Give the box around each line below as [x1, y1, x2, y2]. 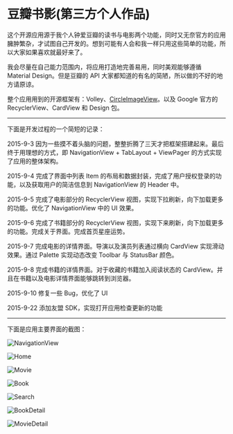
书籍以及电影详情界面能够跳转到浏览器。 [19, 274, 135, 282]
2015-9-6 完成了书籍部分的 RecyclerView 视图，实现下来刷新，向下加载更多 [7, 218, 224, 226]
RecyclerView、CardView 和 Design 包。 [7, 103, 123, 112]
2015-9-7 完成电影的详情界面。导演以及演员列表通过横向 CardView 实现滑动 [7, 242, 225, 250]
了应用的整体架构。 [7, 157, 62, 165]
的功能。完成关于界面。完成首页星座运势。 [7, 227, 129, 235]
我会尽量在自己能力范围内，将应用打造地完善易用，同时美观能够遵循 [7, 62, 202, 71]
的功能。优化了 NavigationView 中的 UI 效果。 [7, 203, 138, 212]
